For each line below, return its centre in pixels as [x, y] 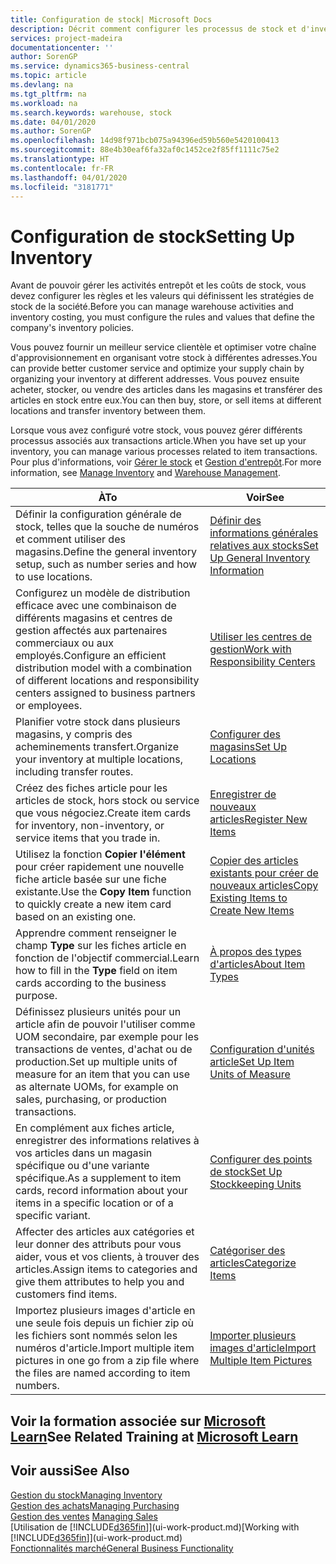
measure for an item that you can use [102, 1074]
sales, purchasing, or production [91, 1099]
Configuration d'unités [262, 1049]
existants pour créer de [264, 873]
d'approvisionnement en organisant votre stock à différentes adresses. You [164, 358]
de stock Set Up [246, 1172]
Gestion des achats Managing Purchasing [95, 1505]
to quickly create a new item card [93, 904]
